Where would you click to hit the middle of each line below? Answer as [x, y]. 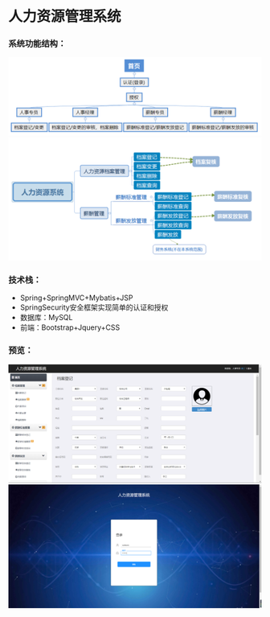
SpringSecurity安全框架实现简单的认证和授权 [94, 307]
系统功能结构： [37, 43]
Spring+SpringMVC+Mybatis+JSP [76, 298]
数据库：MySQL [46, 318]
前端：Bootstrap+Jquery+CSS [70, 327]
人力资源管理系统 [65, 16]
